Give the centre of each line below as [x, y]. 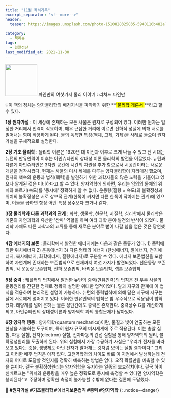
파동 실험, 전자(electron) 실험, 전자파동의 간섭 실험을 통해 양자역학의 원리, [85, 335]
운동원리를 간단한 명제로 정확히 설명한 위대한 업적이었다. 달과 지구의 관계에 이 [82, 286]
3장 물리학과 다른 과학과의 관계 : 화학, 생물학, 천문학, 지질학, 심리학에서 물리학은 [84, 213]
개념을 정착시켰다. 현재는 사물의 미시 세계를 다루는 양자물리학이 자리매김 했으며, [84, 171]
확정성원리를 [18, 341]
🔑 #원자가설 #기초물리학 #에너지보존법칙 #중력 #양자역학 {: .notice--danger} [82, 390]
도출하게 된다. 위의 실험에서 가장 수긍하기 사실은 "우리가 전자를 [93, 341]
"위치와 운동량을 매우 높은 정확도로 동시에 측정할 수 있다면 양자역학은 [95, 373]
